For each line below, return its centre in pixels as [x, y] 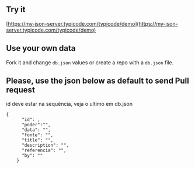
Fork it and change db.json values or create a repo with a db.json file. [90, 62]
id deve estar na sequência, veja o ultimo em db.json [69, 104]
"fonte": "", [37, 135]
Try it [16, 10]
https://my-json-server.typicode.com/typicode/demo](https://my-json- [93, 23]
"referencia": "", [44, 151]
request [20, 90]
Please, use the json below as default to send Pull [98, 81]
